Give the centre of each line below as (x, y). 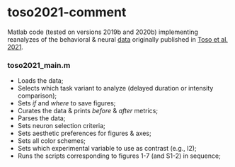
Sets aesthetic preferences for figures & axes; (84, 133)
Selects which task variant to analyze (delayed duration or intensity (115, 88)
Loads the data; (40, 81)
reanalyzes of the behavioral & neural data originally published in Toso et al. (118, 39)
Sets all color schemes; (52, 141)
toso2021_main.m (39, 65)
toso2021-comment (67, 12)
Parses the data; (41, 118)
